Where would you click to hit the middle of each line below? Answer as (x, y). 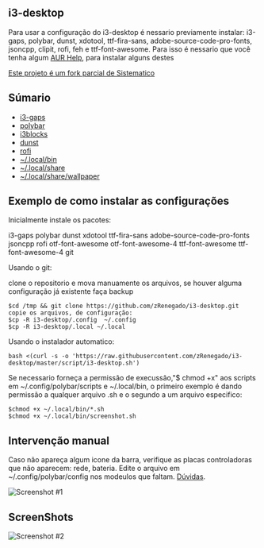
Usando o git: (30, 268)
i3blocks (34, 133)
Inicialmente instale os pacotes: (60, 220)
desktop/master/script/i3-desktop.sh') (74, 363)
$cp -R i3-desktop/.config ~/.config (72, 320)
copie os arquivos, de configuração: (71, 313)
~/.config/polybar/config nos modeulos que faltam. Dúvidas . (107, 477)
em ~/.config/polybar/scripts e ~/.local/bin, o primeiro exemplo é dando (125, 386)
